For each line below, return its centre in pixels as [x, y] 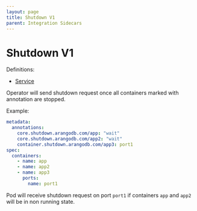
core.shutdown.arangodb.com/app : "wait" [68, 133]
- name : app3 [33, 172]
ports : [30, 178]
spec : [13, 150]
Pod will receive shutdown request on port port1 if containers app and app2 [99, 195]
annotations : [28, 128]
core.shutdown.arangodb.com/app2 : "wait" [70, 139]
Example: [18, 111]
